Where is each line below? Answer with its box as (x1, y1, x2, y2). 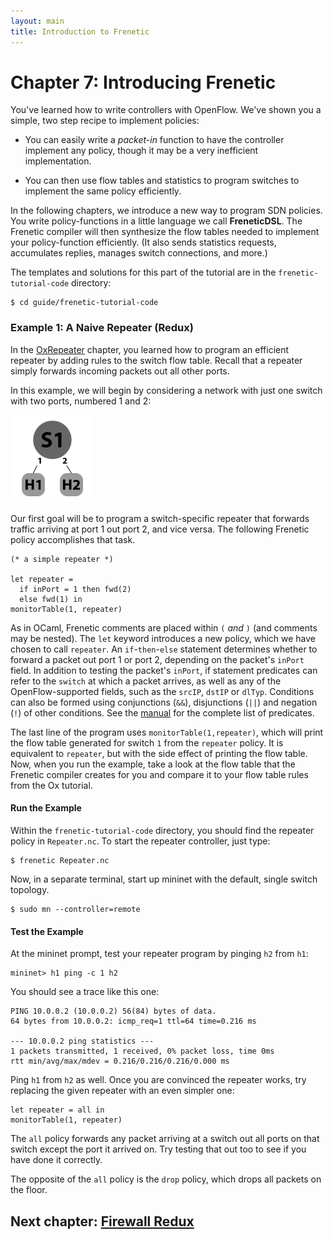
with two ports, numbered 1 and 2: (10, 395, 152, 407)
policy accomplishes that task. (10, 533, 136, 545)
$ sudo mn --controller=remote (10, 904, 141, 914)
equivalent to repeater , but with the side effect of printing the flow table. (10, 747, 308, 759)
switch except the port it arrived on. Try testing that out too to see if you (10, 1143, 307, 1155)
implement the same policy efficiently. (24, 185, 182, 197)
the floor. (10, 1184, 48, 1196)
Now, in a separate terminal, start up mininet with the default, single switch (10, 873, 318, 885)
